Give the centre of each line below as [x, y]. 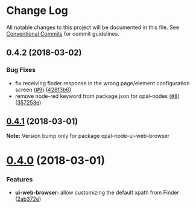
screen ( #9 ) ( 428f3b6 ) [43, 89]
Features [20, 179]
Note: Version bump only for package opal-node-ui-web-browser [88, 136]
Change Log [37, 11]
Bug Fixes [21, 70]
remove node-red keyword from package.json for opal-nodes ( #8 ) [97, 96]
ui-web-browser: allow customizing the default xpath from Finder [97, 192]
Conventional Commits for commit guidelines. [63, 33]
